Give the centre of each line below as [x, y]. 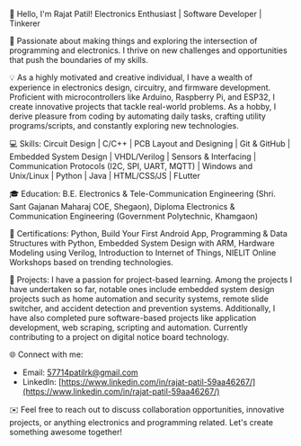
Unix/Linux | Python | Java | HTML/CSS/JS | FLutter [105, 176]
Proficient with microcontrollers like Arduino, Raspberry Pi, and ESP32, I [142, 97]
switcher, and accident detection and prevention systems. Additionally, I [142, 308]
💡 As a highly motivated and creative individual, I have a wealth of [131, 77]
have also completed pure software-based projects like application [133, 318]
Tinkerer [25, 23]
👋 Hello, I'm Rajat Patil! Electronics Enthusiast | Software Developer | [136, 14]
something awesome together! [66, 432]
